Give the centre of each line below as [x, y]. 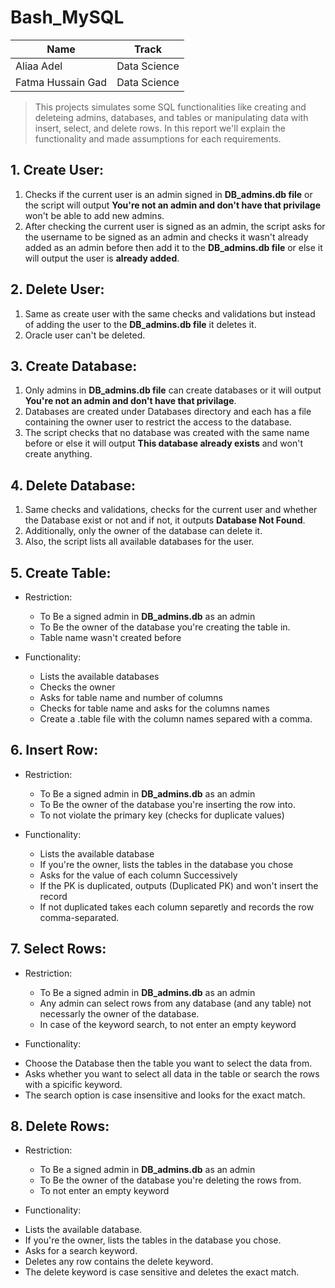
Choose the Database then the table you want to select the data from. [168, 1063]
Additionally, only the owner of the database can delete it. [143, 531]
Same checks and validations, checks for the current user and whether [171, 510]
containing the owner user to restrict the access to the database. [158, 422]
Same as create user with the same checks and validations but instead [170, 313]
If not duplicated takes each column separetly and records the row [177, 907]
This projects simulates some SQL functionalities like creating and [170, 107]
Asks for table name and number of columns [131, 697]
